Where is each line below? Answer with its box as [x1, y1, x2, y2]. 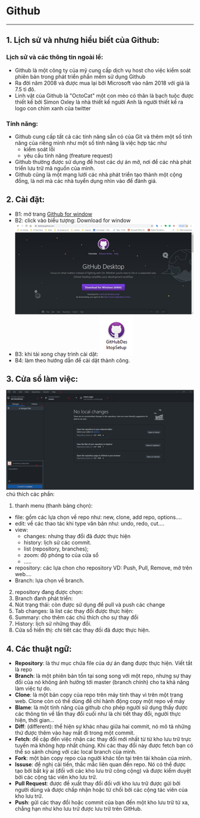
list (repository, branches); [23, 545, 89, 552]
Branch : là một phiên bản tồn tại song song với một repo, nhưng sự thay [14, 672, 192, 679]
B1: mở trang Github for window [14, 210, 92, 217]
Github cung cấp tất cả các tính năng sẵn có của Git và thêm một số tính [14, 133, 192, 140]
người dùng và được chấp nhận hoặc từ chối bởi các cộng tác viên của [14, 786, 188, 793]
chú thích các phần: [6, 490, 55, 498]
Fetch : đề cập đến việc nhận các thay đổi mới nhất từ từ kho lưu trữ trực [14, 735, 192, 742]
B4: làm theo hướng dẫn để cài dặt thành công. [14, 356, 130, 364]
